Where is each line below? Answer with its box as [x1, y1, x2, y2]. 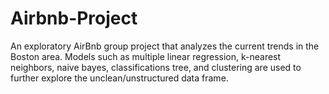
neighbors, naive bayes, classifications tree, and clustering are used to [10, 61, 302, 73]
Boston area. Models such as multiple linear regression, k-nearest [10, 50, 282, 62]
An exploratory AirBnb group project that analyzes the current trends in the [10, 40, 320, 52]
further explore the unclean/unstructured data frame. [10, 72, 229, 84]
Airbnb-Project [10, 7, 138, 30]
